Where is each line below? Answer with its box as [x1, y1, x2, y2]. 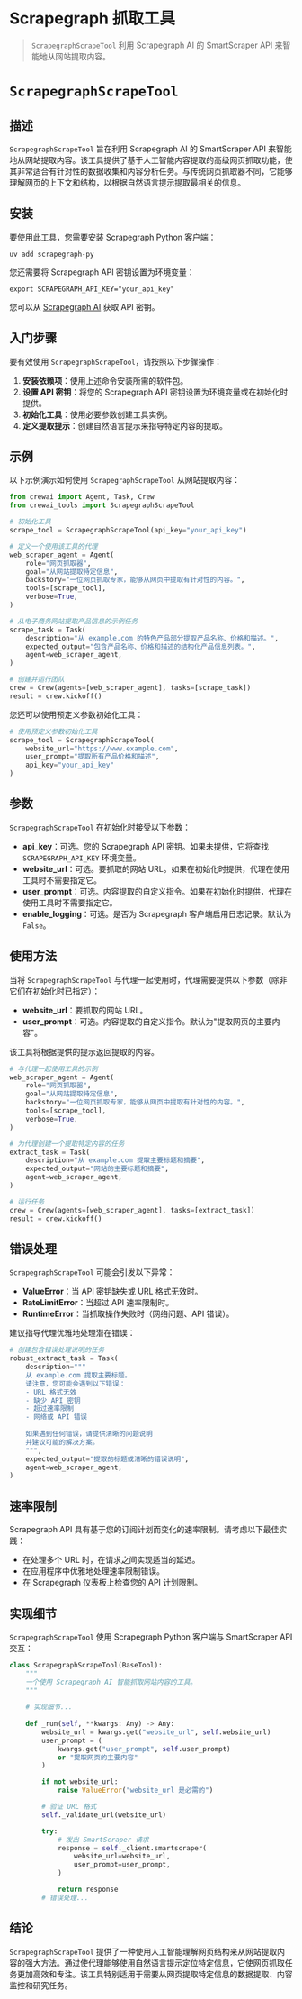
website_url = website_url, [73, 1852, 171, 1861]
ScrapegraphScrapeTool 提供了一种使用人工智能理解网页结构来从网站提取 [9, 1946, 278, 1957]
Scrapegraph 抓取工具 [9, 8, 176, 29]
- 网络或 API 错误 [25, 1413, 88, 1422]
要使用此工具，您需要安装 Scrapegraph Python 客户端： [9, 232, 217, 242]
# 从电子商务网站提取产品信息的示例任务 [9, 616, 138, 626]
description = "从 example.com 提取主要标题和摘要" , [25, 1156, 206, 1165]
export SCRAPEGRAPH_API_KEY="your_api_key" [9, 285, 175, 294]
